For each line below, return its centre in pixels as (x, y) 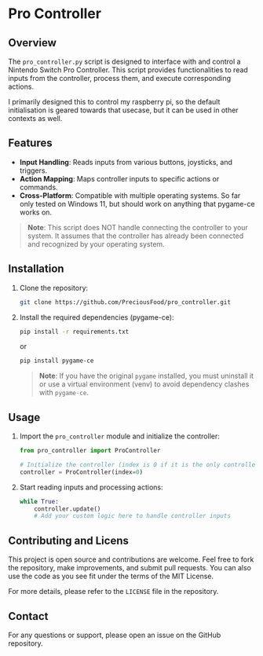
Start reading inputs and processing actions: (91, 487)
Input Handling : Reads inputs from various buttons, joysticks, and (126, 162)
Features (30, 143)
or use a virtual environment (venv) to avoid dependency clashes (144, 384)
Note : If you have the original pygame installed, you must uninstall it (146, 376)
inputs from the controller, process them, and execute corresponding (120, 78)
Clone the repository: (54, 288)
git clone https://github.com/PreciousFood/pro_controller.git (125, 302)
